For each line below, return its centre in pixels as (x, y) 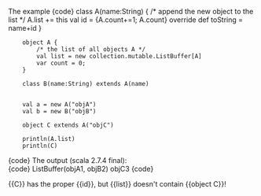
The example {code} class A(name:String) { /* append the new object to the (131, 11)
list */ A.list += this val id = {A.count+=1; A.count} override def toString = (126, 20)
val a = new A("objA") (59, 105)
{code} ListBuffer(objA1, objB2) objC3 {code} (81, 169)
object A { (40, 43)
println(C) (40, 146)
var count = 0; (61, 63)
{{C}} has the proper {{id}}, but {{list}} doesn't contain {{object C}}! (117, 184)
